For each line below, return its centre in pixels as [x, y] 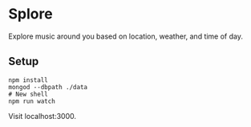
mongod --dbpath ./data [48, 87]
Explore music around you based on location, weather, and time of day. [125, 36]
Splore [31, 14]
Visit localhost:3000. [43, 116]
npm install [28, 80]
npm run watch [32, 101]
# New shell [28, 94]
